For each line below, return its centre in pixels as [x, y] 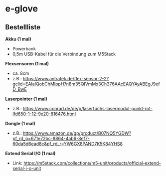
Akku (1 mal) [18, 39]
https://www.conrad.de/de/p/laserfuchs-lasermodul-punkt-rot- [88, 108]
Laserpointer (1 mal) [26, 99]
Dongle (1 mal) [20, 123]
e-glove [22, 9]
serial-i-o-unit [27, 168]
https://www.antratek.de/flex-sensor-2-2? [66, 79]
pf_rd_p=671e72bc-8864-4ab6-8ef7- [51, 138]
